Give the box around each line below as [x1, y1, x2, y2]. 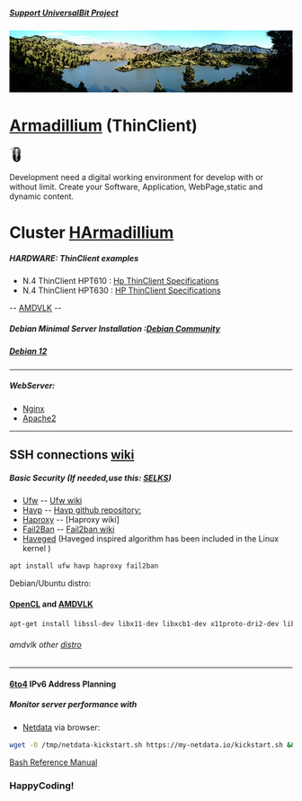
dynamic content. [9, 191, 75, 202]
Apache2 [22, 413, 57, 423]
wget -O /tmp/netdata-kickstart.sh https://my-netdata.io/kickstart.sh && [9, 740, 296, 750]
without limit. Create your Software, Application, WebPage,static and [9, 181, 263, 193]
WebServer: [9, 380, 56, 391]
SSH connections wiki [9, 447, 135, 463]
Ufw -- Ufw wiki [22, 496, 83, 506]
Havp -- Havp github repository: [22, 505, 142, 515]
